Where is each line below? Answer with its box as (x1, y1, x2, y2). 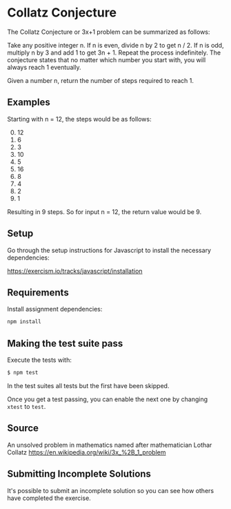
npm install (7, 318, 41, 325)
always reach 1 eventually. (7, 63, 81, 71)
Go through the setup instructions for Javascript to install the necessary (7, 246, 212, 254)
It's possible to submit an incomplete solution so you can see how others (7, 486, 214, 494)
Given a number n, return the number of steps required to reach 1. (7, 76, 194, 84)
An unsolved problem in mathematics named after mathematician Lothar (7, 441, 212, 449)
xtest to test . (7, 402, 46, 410)
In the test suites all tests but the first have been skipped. (7, 381, 170, 390)
